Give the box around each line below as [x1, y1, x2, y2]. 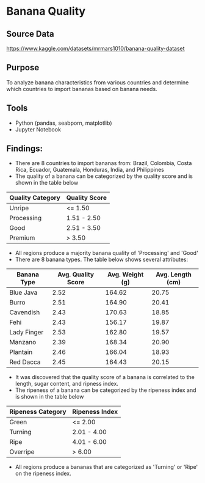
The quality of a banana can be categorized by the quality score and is [15, 172, 193, 180]
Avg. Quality [57, 270, 95, 279]
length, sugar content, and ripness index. [15, 380, 119, 388]
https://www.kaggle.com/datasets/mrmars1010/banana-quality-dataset [6, 45, 185, 52]
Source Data [6, 29, 54, 39]
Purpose [6, 62, 40, 73]
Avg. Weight [107, 270, 144, 279]
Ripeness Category [9, 408, 67, 416]
